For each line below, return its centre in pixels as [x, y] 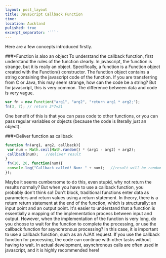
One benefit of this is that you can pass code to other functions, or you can [82, 116]
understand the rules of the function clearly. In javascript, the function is [79, 61]
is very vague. [20, 93]
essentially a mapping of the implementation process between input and [79, 213]
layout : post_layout [26, 10]
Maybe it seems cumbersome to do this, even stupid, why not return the [79, 182]
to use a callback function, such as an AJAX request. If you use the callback [83, 234]
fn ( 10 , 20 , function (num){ [35, 163]
